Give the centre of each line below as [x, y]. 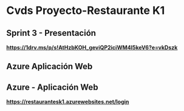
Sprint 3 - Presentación [51, 33]
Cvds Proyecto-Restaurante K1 [86, 11]
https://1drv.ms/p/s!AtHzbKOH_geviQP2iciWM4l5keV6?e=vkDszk [92, 47]
